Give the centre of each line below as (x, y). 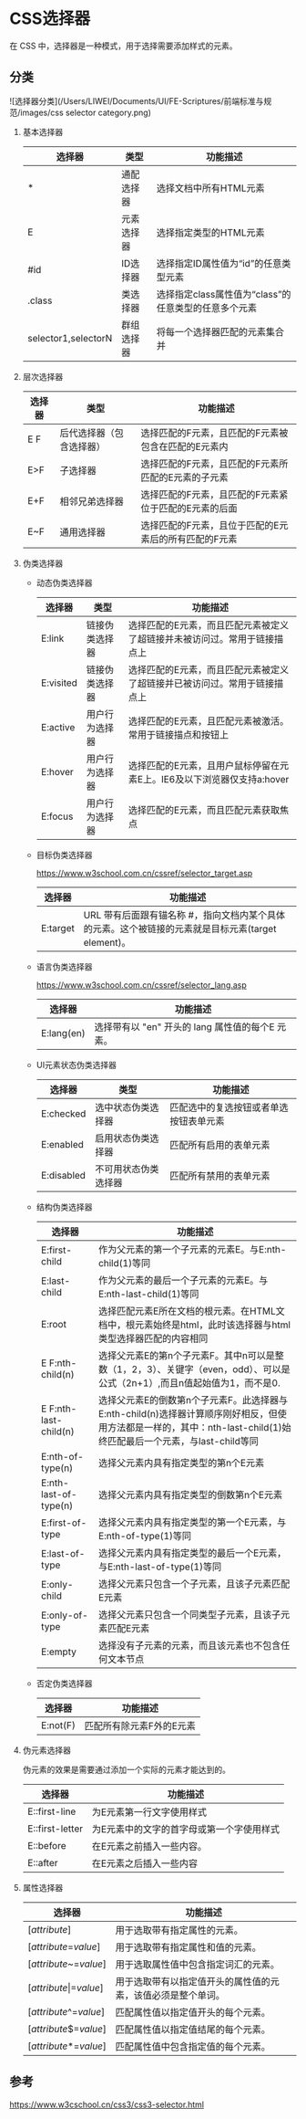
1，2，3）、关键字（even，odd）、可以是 (204, 1369)
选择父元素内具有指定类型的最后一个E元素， (193, 1553)
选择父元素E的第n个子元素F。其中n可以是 (187, 1355)
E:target (57, 928)
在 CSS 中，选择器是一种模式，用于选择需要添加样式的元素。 (124, 46)
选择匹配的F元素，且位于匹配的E (210, 525)
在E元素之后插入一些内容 (145, 1863)
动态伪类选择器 (64, 582)
